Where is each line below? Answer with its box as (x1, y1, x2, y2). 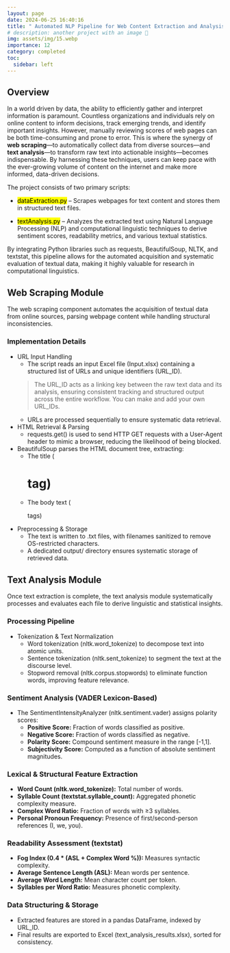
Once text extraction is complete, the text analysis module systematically (7, 592, 214, 601)
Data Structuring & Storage (7, 900, 99, 910)
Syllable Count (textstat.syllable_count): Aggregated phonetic (16, 793, 196, 801)
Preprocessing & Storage (16, 525, 88, 533)
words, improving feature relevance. (27, 676, 130, 684)
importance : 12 (7, 42, 51, 49)
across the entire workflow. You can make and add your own (34, 395, 205, 403)
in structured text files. (16, 204, 81, 213)
